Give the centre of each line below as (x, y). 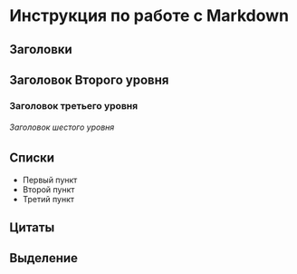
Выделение (44, 258)
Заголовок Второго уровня (89, 79)
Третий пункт (48, 199)
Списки (32, 158)
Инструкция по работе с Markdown (149, 16)
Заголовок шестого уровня (62, 127)
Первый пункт (50, 180)
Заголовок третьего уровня (74, 105)
